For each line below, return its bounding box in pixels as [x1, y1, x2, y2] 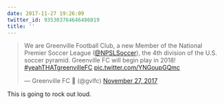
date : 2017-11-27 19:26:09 [7, 10, 85, 17]
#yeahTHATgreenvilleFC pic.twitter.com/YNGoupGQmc [23, 63, 181, 72]
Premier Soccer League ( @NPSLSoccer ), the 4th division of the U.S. [23, 49, 218, 57]
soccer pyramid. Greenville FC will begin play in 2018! [23, 56, 177, 65]
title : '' [7, 23, 36, 30]
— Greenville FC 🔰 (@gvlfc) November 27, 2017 [23, 77, 158, 85]
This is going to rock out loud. [7, 90, 91, 98]
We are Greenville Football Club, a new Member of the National [23, 42, 203, 50]
